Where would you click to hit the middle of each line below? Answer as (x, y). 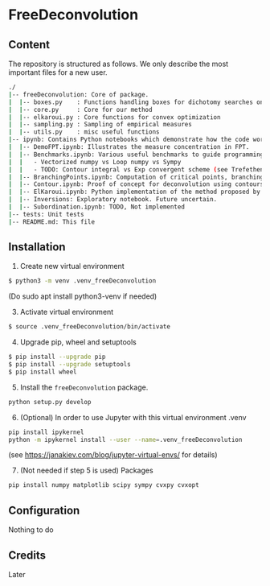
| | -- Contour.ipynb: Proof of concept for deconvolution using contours (136, 184)
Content (29, 45)
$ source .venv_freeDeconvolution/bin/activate (90, 327)
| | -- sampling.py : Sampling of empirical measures (100, 125)
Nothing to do (31, 530)
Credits (27, 555)
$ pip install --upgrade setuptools (70, 365)
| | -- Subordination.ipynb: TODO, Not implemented (96, 207)
